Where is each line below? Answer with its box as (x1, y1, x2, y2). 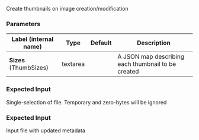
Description (137, 39, 171, 47)
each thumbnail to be (117, 60, 176, 68)
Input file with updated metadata (6, 127, 86, 134)
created (117, 68, 139, 76)
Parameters (6, 20, 40, 28)
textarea (62, 60, 85, 68)
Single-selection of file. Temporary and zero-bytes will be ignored (6, 98, 167, 106)
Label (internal (11, 35, 54, 43)
